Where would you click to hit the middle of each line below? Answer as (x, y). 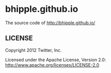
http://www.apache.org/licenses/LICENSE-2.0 (52, 65)
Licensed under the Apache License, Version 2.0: (55, 60)
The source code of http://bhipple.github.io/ (50, 23)
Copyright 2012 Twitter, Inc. (34, 50)
